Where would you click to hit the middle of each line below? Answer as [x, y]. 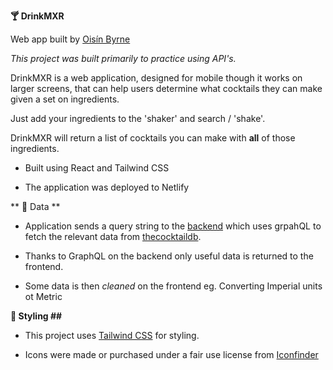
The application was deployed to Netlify [107, 187]
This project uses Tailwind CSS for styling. [112, 335]
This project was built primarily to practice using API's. [123, 58]
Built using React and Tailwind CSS [97, 168]
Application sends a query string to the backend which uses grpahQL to [173, 226]
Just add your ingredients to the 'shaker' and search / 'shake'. [138, 118]
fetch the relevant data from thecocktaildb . [113, 236]
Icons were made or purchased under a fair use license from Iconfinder [171, 354]
